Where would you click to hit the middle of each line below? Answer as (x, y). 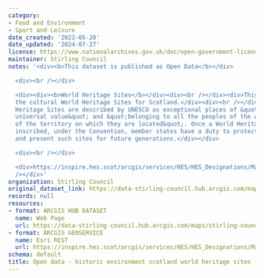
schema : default (35, 255)
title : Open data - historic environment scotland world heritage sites (130, 262)
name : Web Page (40, 218)
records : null (31, 196)
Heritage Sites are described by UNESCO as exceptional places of (126, 110)
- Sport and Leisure (42, 30)
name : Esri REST (42, 240)
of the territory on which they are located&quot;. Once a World (125, 124)
